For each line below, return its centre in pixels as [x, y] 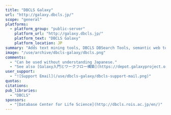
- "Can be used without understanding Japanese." [63, 62]
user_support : [20, 72]
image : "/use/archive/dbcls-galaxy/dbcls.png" [55, 52]
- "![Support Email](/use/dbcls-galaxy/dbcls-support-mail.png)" [81, 76]
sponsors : [16, 100]
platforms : [17, 24]
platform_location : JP [38, 43]
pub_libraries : [21, 90]
